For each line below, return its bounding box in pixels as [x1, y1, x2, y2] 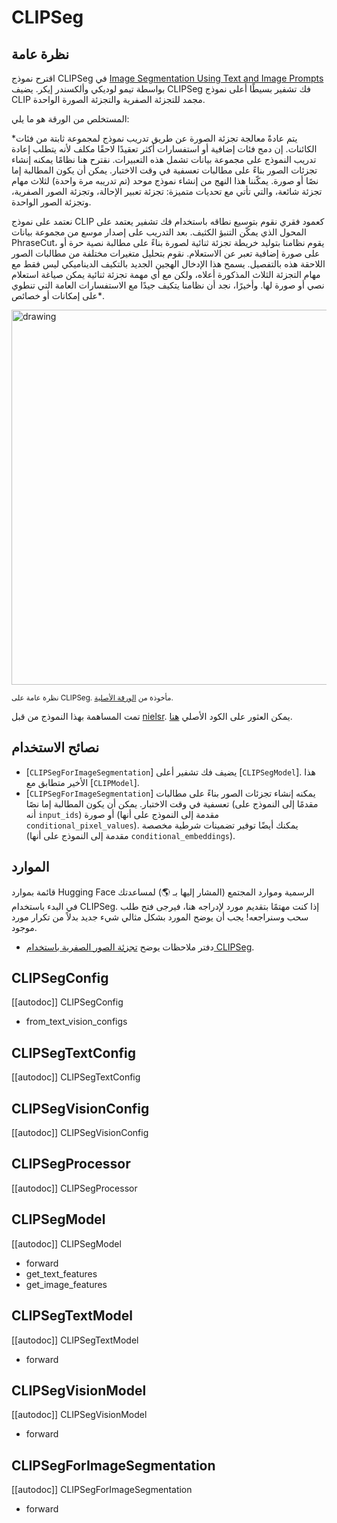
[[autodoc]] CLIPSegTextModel [11, 1334, 139, 1346]
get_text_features [25, 1267, 98, 1280]
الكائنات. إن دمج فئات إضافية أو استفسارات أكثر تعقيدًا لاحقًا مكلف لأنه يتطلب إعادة [11, 143, 318, 155]
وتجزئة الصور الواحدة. [11, 196, 92, 208]
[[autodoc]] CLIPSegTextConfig [11, 1071, 141, 1083]
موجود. [11, 921, 38, 933]
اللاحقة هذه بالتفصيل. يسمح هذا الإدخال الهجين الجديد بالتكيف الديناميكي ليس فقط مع [11, 258, 326, 270]
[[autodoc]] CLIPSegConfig [11, 996, 124, 1008]
